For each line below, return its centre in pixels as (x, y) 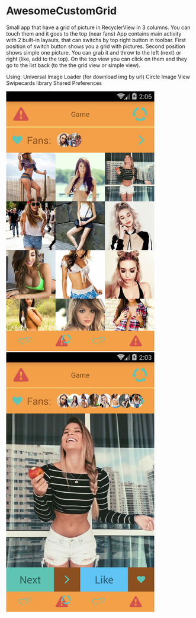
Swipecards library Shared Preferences (54, 83)
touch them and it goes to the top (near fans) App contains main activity (94, 33)
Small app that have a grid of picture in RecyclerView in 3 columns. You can (98, 27)
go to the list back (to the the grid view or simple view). (73, 65)
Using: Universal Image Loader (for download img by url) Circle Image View (98, 77)
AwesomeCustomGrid (62, 11)
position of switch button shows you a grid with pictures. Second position (96, 46)
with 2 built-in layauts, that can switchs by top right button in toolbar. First (96, 40)
